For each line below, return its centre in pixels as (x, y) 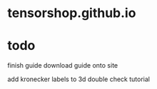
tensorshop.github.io (72, 13)
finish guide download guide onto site (63, 66)
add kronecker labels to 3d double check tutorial (78, 79)
